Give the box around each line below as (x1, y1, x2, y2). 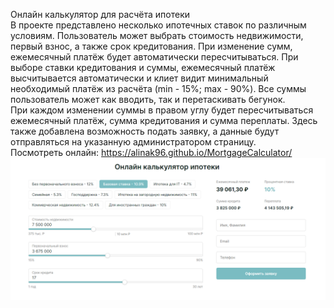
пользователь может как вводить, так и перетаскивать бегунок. (10, 94, 286, 105)
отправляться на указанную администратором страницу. (10, 136, 257, 148)
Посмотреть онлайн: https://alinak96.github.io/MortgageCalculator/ (10, 147, 293, 158)
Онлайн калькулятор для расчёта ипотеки (10, 9, 191, 20)
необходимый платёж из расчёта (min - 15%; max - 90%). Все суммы (10, 83, 307, 94)
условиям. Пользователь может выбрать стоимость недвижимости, (10, 30, 304, 41)
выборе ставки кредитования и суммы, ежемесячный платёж (10, 62, 276, 73)
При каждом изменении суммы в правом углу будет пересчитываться (10, 104, 314, 116)
